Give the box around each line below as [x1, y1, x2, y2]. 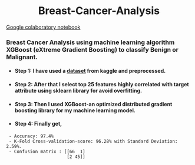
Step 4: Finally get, [14, 120, 62, 127]
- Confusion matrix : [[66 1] [8, 149, 85, 154]
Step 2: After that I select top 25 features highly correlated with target [14, 81, 190, 88]
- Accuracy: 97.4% [8, 133, 54, 139]
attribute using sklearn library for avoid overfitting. [14, 87, 143, 95]
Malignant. [6, 53, 38, 61]
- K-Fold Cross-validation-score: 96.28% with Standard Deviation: [8, 138, 178, 144]
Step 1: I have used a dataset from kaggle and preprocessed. [14, 68, 166, 75]
